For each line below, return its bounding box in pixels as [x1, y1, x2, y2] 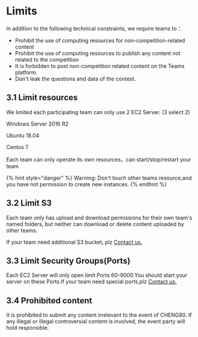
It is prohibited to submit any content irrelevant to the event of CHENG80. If [6, 311, 192, 319]
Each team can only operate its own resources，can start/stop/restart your [6, 156, 191, 163]
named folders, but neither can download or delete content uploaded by [6, 220, 184, 228]
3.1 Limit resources [6, 93, 78, 103]
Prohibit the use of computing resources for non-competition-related [14, 37, 185, 44]
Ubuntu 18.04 [6, 132, 40, 139]
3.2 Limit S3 [6, 198, 52, 208]
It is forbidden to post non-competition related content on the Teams [14, 62, 185, 70]
